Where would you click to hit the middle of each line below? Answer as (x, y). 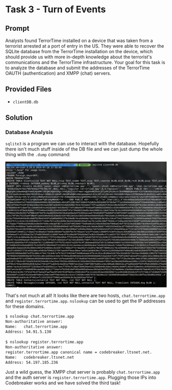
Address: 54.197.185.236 (32, 363)
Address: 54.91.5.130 (28, 332)
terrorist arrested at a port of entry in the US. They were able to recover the (85, 46)
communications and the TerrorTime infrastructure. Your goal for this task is (85, 62)
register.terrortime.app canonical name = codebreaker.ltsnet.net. (79, 352)
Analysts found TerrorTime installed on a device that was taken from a (79, 40)
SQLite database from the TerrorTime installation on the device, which (79, 51)
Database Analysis (29, 133)
